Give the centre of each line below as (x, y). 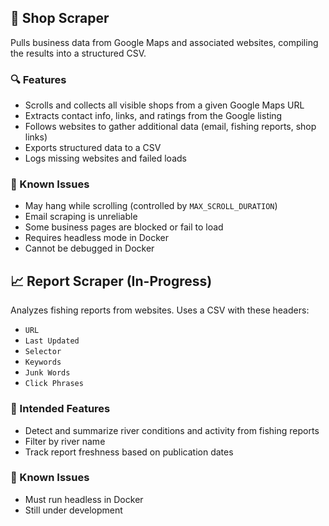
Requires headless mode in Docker (97, 238)
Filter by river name (65, 441)
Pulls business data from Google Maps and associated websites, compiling (164, 42)
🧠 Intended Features (60, 409)
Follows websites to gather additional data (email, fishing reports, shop (170, 127)
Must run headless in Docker (84, 499)
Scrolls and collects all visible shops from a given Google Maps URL (164, 105)
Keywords (43, 362)
